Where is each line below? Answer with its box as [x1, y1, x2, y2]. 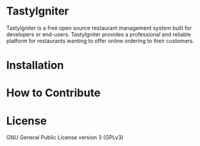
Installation [6, 59, 64, 72]
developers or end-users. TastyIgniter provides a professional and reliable [6, 30, 192, 38]
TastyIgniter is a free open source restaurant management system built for [6, 24, 192, 32]
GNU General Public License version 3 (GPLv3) [6, 134, 124, 141]
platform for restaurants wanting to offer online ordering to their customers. [6, 37, 195, 44]
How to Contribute [6, 86, 101, 100]
